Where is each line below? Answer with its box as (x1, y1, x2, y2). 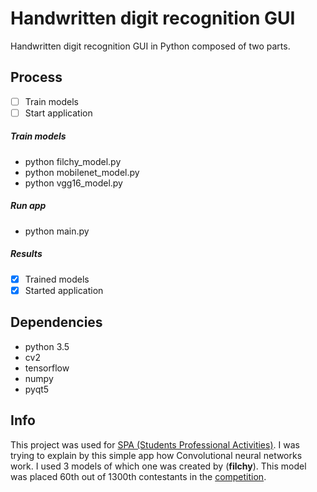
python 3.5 (24, 340, 70, 352)
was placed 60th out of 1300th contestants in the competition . (10, 470, 267, 482)
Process (10, 69, 63, 86)
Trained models (24, 273, 90, 285)
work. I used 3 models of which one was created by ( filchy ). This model (10, 460, 307, 472)
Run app (10, 200, 47, 212)
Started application (24, 284, 104, 296)
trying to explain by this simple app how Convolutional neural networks (10, 449, 303, 461)
